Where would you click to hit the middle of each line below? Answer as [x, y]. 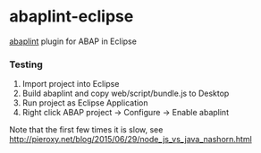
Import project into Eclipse [71, 84]
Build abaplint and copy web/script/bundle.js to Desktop [126, 93]
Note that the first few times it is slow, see [86, 130]
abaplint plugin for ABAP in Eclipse [73, 41]
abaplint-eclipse [72, 17]
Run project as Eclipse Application [85, 103]
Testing [26, 64]
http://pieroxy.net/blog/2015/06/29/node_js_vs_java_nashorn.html [130, 140]
